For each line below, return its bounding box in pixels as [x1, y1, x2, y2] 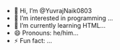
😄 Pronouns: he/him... [13, 28, 79, 37]
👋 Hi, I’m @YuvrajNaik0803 [13, 7, 92, 15]
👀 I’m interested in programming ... [13, 14, 114, 22]
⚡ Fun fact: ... [13, 37, 52, 44]
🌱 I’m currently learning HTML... [13, 22, 106, 29]
